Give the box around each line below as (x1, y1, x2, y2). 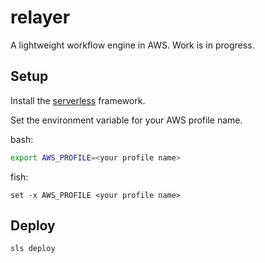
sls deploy (10, 244, 56, 254)
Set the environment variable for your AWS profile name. (10, 114, 243, 126)
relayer (10, 6, 71, 29)
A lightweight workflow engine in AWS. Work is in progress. (10, 39, 255, 51)
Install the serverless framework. (10, 94, 146, 106)
